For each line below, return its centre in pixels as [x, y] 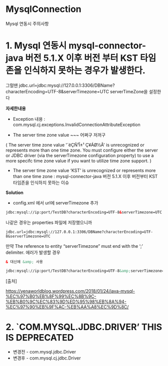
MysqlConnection [44, 9]
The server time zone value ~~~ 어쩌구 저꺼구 [59, 135]
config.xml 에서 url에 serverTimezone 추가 [56, 202]
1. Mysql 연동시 [36, 46]
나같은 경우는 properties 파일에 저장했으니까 [49, 222]
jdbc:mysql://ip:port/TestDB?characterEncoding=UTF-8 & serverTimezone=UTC [84, 212]
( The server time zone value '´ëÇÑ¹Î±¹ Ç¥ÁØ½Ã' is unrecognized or [75, 145]
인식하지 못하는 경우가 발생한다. [85, 71]
